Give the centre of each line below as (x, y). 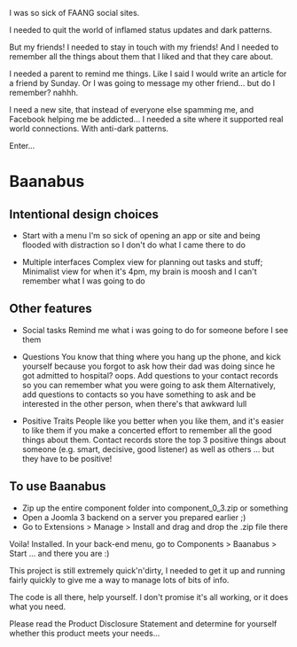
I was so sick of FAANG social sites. (74, 13)
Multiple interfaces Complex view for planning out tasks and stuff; (142, 262)
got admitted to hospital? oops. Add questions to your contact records (150, 375)
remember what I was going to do (83, 281)
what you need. (38, 606)
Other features (51, 309)
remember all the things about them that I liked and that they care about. (141, 56)
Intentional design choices (84, 214)
